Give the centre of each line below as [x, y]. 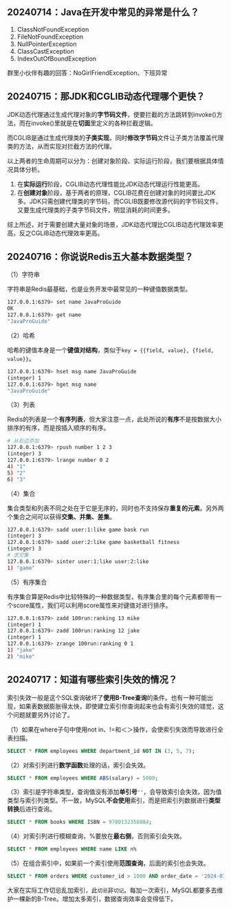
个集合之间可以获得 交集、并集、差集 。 [61, 516]
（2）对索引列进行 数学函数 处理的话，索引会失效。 [78, 765]
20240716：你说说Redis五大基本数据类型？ [100, 257]
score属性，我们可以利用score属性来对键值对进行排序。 [92, 605]
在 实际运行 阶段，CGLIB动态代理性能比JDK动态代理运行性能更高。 [110, 184]
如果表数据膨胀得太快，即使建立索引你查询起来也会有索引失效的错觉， [118, 706]
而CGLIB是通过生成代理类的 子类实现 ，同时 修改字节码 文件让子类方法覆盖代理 [115, 138]
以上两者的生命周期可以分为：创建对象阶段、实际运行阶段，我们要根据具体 [112, 161]
